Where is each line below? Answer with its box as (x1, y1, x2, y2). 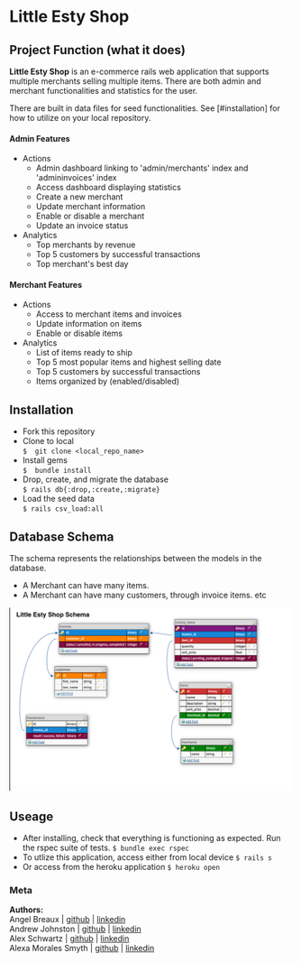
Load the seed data (22, 494, 95, 504)
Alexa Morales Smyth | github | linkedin (9, 943, 155, 954)
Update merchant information (35, 201, 146, 212)
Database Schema (9, 529, 114, 544)
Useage (9, 809, 54, 824)
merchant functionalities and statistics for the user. (9, 86, 198, 96)
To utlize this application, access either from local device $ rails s (22, 852, 273, 863)
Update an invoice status (35, 220, 129, 231)
